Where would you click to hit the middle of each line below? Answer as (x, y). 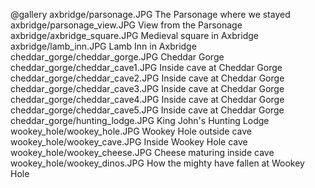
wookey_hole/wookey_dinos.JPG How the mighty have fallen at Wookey (157, 163)
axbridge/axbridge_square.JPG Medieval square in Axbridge (134, 35)
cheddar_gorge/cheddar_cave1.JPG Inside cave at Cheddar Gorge (146, 67)
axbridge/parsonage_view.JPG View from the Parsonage (126, 25)
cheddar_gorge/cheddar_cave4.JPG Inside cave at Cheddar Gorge (147, 99)
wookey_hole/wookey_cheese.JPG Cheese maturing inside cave (142, 152)
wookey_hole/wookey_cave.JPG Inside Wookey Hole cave (129, 142)
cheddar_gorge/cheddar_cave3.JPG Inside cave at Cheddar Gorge (147, 88)
